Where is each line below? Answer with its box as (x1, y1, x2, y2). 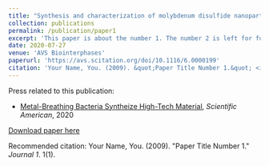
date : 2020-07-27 (8, 42, 66, 50)
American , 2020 (19, 110, 74, 119)
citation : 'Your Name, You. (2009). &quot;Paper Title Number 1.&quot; (8, 64, 252, 72)
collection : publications (8, 19, 94, 27)
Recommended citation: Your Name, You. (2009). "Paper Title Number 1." (8, 141, 250, 151)
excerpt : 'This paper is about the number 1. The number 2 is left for (8, 34, 252, 43)
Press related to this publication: (8, 86, 114, 95)
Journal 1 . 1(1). (8, 149, 56, 159)
